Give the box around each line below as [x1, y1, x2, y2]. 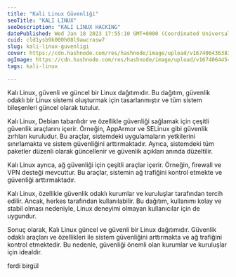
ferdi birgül [7, 261, 39, 270]
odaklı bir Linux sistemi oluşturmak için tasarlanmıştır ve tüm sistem [7, 96, 202, 104]
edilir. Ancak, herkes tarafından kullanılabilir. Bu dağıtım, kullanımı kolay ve [7, 197, 222, 205]
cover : [7, 50, 27, 57]
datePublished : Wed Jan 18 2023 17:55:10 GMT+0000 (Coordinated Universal [7, 30, 231, 37]
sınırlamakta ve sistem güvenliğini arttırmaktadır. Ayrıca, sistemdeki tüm [7, 139, 214, 148]
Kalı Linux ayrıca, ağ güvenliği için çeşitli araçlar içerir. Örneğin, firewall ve [7, 160, 222, 169]
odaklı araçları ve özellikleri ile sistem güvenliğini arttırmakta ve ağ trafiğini [7, 233, 223, 241]
